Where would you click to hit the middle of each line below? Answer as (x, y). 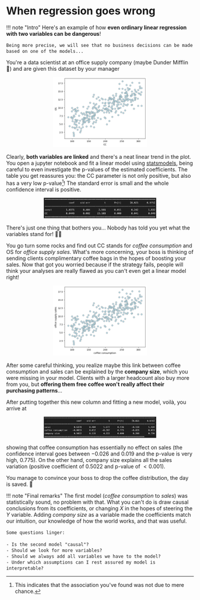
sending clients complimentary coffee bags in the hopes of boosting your (96, 258)
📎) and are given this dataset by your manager (63, 68)
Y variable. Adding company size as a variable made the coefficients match (99, 515)
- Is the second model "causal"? (48, 545)
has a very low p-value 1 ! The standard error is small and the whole (87, 183)
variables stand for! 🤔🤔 (34, 234)
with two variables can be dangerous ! (54, 33)
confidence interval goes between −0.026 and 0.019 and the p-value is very (99, 454)
